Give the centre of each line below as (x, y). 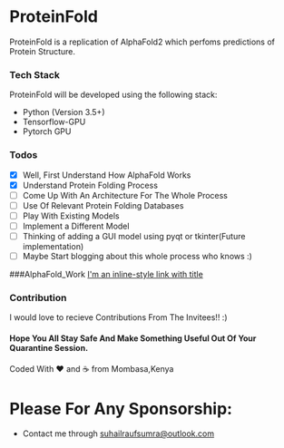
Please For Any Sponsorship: (121, 409)
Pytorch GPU (47, 131)
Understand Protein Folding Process (90, 185)
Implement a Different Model (76, 226)
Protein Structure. (42, 51)
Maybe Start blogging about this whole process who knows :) (137, 256)
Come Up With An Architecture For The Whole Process (125, 195)
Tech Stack (35, 74)
